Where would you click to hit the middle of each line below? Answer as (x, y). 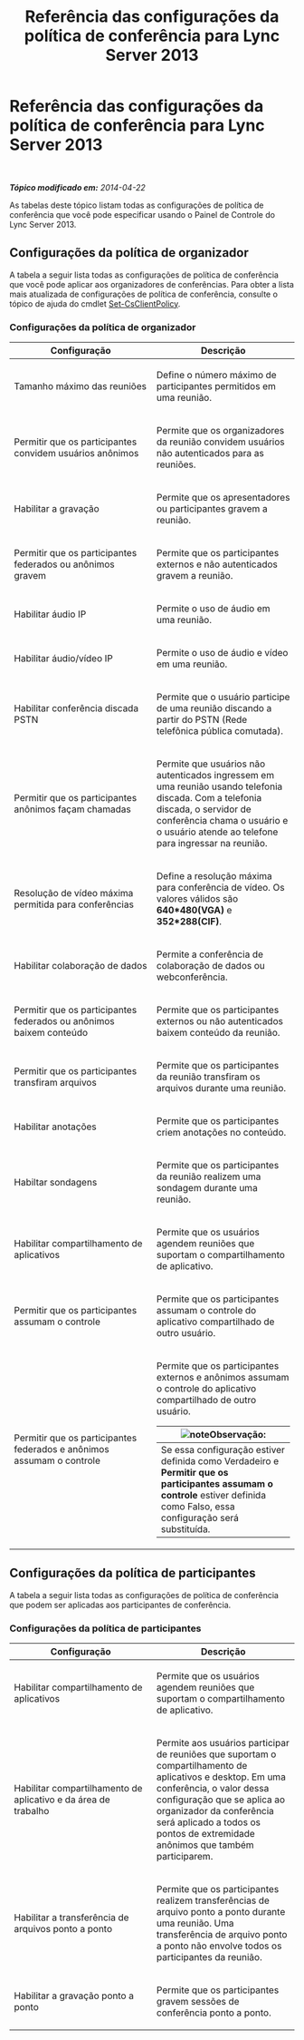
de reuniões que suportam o (217, 1754)
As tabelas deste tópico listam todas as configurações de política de (137, 205)
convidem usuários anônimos (76, 454)
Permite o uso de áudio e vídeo (223, 653)
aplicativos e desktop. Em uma (222, 1777)
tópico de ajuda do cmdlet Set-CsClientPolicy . (95, 303)
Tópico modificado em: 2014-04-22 (78, 187)
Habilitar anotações (55, 1127)
